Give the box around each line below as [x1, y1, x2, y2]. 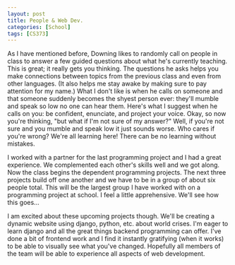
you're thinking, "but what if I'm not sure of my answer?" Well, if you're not [7, 117, 224, 126]
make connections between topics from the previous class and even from [7, 72, 221, 81]
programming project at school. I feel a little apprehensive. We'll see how [7, 191, 219, 199]
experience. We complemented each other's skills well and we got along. [7, 160, 220, 170]
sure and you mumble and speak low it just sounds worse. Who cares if [7, 124, 215, 133]
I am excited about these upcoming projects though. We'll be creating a [7, 212, 215, 220]
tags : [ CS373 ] [7, 30, 49, 37]
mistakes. [7, 139, 35, 148]
